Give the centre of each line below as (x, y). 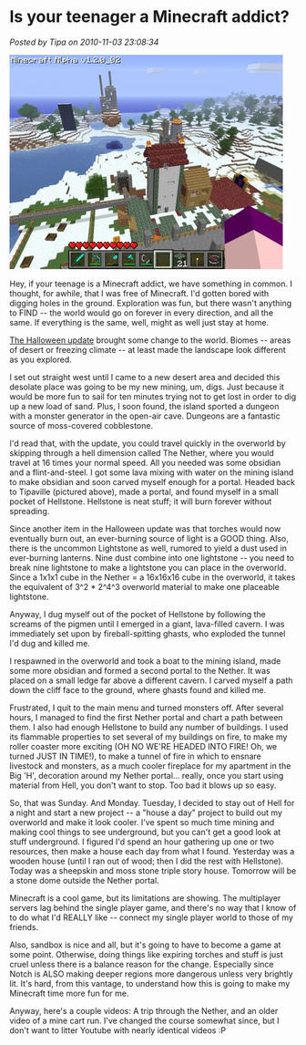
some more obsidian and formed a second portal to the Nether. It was (140, 670)
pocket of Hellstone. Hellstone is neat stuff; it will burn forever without (141, 501)
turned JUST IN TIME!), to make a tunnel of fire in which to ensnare (135, 756)
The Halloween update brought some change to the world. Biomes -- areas (150, 340)
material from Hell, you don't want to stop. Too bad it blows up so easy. (143, 785)
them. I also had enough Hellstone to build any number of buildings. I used (149, 727)
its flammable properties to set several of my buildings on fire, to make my (148, 737)
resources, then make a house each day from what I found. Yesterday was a (152, 851)
